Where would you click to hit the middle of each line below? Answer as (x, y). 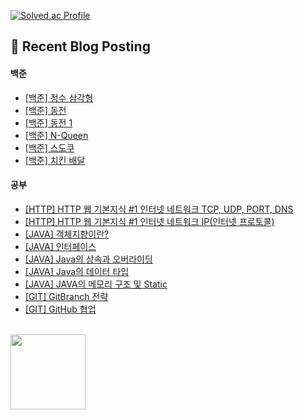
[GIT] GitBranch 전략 (66, 296)
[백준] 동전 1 (48, 122)
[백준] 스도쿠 (49, 147)
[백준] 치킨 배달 (55, 160)
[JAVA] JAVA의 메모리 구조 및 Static (96, 284)
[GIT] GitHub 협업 (60, 309)
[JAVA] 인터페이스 (60, 246)
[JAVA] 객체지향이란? (67, 234)
